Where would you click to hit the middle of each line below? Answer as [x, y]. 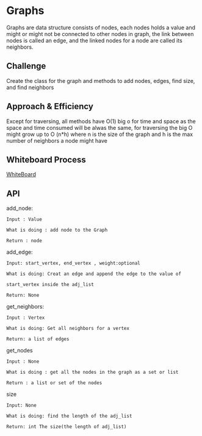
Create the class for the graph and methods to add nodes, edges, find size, [101, 80]
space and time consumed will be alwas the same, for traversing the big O [99, 127]
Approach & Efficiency [50, 106]
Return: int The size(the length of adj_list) [67, 427]
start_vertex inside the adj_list [50, 285]
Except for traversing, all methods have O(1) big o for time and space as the [101, 121]
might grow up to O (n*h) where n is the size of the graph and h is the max [100, 134]
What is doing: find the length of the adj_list [69, 416]
